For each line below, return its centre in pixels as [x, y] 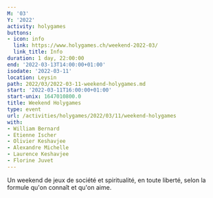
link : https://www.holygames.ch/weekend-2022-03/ [86, 45]
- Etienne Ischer [32, 135]
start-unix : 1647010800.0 [44, 97]
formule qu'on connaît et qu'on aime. [59, 187]
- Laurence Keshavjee [38, 154]
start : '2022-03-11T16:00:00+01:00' [59, 90]
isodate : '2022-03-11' [40, 71]
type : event [24, 109]
